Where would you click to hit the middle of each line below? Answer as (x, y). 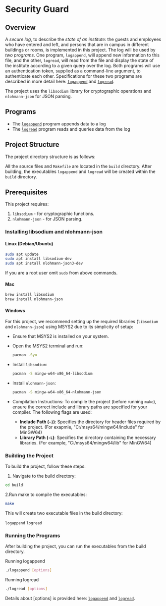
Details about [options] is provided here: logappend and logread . (70, 599)
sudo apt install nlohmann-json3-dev (44, 264)
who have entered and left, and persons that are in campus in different (77, 45)
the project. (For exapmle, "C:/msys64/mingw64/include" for (82, 427)
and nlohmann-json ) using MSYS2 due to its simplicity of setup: (69, 327)
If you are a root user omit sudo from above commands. (61, 273)
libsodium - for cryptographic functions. (53, 214)
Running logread (22, 580)
